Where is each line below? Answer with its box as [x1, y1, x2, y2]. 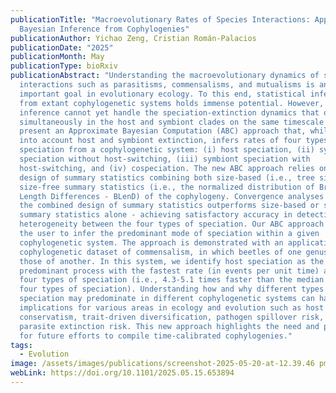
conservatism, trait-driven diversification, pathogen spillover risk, [19, 312, 325, 322]
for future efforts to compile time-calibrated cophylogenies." [19, 331, 293, 341]
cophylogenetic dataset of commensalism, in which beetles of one [19, 247, 302, 257]
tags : [10, 340, 33, 350]
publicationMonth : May [10, 52, 105, 62]
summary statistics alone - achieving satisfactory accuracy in [19, 210, 293, 220]
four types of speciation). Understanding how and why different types [19, 284, 325, 295]
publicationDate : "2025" [10, 42, 114, 53]
